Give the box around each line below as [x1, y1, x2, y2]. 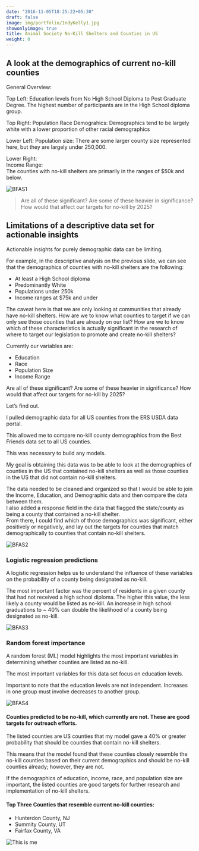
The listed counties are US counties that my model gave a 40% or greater [6, 733, 187, 740]
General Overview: [6, 83, 52, 90]
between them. [6, 498, 43, 505]
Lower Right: [6, 155, 37, 162]
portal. [6, 420, 23, 427]
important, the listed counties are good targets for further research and [6, 781, 180, 789]
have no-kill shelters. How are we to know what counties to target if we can [6, 312, 191, 319]
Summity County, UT [14, 821, 67, 828]
